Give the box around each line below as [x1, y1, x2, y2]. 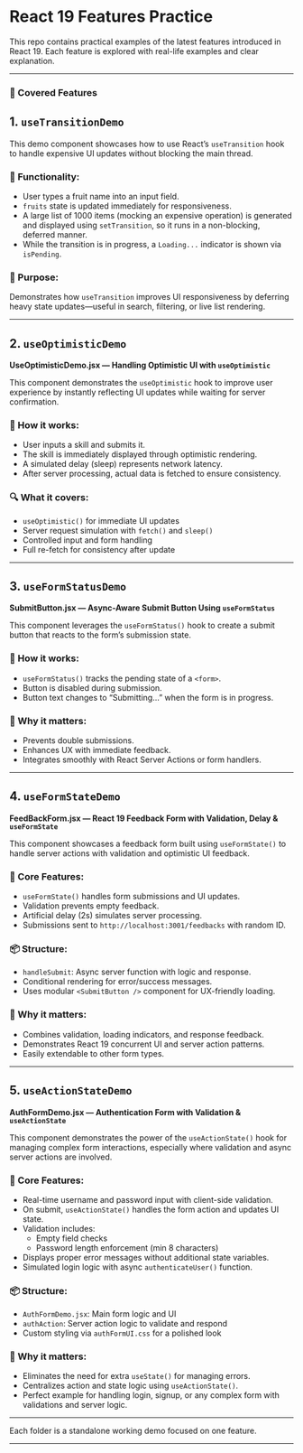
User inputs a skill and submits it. [22, 440, 146, 451]
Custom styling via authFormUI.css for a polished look [22, 1327, 222, 1338]
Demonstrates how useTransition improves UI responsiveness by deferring [9, 292, 290, 303]
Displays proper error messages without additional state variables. [22, 1252, 270, 1262]
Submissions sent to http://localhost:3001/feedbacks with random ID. [22, 919, 286, 931]
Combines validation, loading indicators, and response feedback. [22, 1029, 264, 1039]
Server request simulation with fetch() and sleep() [22, 525, 214, 536]
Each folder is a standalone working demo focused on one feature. [9, 1425, 257, 1437]
